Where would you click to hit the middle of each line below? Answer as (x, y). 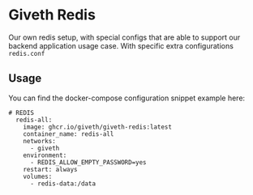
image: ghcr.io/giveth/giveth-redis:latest (98, 127)
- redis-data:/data (62, 184)
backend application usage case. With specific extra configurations (121, 45)
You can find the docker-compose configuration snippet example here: (127, 98)
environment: (45, 155)
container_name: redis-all (69, 134)
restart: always (51, 169)
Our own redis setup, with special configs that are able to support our (124, 37)
